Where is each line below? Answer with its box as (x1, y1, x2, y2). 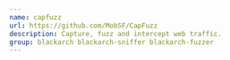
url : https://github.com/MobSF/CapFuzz (9, 21, 158, 30)
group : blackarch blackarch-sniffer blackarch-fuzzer (9, 37, 215, 47)
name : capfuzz (9, 12, 63, 22)
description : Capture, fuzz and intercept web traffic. (9, 29, 222, 38)
